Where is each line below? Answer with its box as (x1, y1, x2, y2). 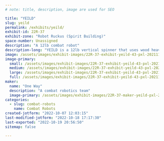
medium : (9, 66, 25, 70)
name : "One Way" (9, 84, 42, 88)
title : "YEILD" (5, 16, 36, 21)
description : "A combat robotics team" (9, 88, 91, 93)
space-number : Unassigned (5, 38, 58, 44)
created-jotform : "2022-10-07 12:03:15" (5, 111, 89, 116)
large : (9, 70, 23, 75)
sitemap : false (5, 124, 36, 129)
